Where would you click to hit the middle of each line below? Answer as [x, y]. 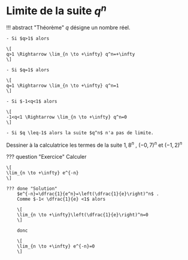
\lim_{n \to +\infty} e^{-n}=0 [56, 246]
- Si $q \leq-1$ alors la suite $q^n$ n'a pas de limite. [80, 133]
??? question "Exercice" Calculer [46, 156]
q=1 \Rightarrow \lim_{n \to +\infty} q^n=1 [63, 86]
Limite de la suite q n [56, 10]
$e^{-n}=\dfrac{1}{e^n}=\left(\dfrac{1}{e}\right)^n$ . [88, 194]
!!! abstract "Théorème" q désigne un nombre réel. [68, 28]
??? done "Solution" [32, 188]
